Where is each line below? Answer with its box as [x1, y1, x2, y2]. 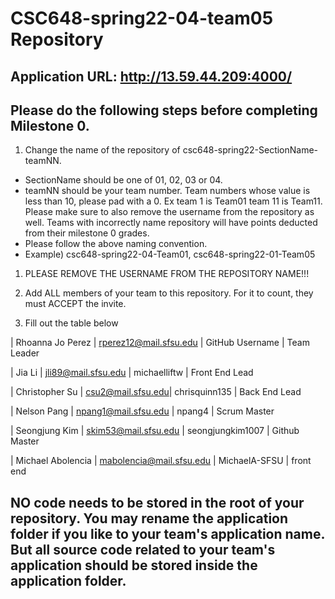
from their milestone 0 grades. [24, 227, 150, 239]
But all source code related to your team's [10, 541, 276, 558]
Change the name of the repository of [24, 144, 181, 156]
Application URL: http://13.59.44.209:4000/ [10, 68, 293, 85]
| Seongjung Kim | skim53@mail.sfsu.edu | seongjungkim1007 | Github [10, 425, 300, 437]
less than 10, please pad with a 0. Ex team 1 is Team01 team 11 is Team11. [24, 195, 323, 207]
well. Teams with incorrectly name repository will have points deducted [24, 217, 318, 229]
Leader [10, 347, 40, 359]
